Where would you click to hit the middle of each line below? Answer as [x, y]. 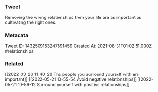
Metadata [17, 35]
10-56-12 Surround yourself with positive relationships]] [74, 84]
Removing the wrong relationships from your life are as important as [73, 18]
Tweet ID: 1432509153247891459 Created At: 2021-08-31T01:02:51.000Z [79, 46]
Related [14, 63]
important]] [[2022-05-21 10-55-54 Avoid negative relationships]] [71, 79]
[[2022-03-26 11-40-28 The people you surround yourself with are [72, 74]
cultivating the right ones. [31, 22]
